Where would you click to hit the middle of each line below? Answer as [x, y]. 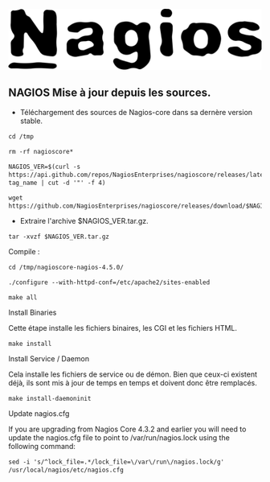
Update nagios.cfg [39, 413]
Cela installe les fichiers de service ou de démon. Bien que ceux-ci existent [133, 374]
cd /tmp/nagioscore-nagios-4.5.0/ [66, 267]
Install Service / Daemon [49, 358]
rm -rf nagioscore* [41, 151]
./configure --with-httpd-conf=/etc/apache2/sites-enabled [109, 282]
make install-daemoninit [50, 398]
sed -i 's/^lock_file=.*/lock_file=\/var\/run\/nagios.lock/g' [117, 462]
